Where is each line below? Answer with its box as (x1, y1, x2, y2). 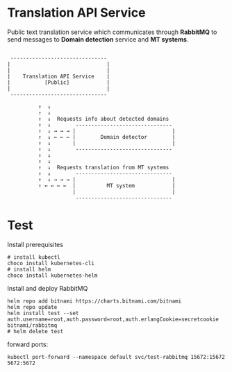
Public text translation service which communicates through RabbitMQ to (7, 28, 217, 36)
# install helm (7, 266, 51, 273)
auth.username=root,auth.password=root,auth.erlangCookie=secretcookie (7, 316, 219, 323)
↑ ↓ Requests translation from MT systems (38, 164, 169, 171)
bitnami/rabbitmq (7, 321, 58, 329)
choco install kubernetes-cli (7, 260, 95, 267)
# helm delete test (7, 328, 64, 335)
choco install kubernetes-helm (7, 272, 98, 279)
